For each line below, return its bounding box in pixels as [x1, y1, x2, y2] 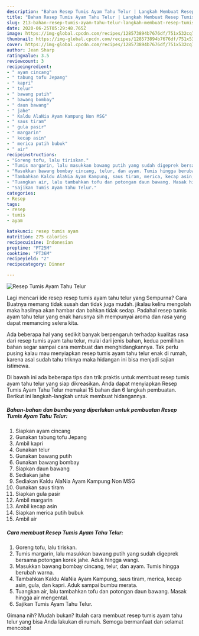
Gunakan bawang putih [15, 452, 73, 459]
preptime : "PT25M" [6, 245, 52, 251]
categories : [6, 190, 36, 196]
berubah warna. [15, 569, 54, 576]
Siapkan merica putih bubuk [15, 509, 84, 516]
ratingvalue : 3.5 [6, 53, 50, 59]
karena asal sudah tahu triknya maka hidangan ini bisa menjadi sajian [6, 356, 175, 363]
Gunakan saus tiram [15, 483, 64, 491]
